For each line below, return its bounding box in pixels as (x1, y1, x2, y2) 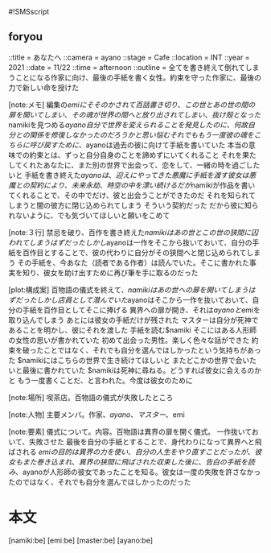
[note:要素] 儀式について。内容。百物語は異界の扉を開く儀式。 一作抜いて (8, 427, 252, 436)
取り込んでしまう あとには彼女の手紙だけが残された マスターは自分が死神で (8, 315, 259, 324)
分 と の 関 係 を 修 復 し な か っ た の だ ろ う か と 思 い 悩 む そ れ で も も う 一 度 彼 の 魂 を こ (8, 130, 261, 139)
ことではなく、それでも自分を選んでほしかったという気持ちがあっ (43, 345, 261, 355)
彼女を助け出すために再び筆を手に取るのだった (43, 267, 199, 277)
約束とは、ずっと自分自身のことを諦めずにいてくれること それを (29, 150, 243, 159)
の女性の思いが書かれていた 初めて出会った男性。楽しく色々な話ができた (8, 335, 250, 345)
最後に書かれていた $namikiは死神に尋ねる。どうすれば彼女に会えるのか (22, 365, 261, 375)
